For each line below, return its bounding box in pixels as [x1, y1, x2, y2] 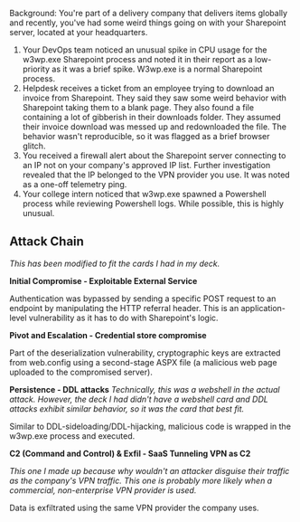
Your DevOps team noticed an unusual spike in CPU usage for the [22, 44, 267, 55]
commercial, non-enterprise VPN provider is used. [9, 484, 197, 496]
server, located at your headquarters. [9, 27, 148, 37]
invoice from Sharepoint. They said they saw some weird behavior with [22, 92, 287, 103]
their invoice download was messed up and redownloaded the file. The [22, 121, 287, 132]
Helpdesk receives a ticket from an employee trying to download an [22, 83, 275, 93]
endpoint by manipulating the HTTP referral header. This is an [9, 302, 239, 313]
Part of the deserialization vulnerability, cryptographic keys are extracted [9, 347, 281, 358]
